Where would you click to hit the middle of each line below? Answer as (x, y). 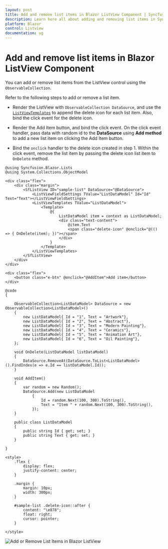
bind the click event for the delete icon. (53, 118)
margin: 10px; (38, 488)
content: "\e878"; (42, 510)
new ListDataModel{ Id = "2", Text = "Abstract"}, (77, 321)
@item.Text (79, 225)
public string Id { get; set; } (57, 431)
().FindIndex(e (21, 365)
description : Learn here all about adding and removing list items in (80, 19)
